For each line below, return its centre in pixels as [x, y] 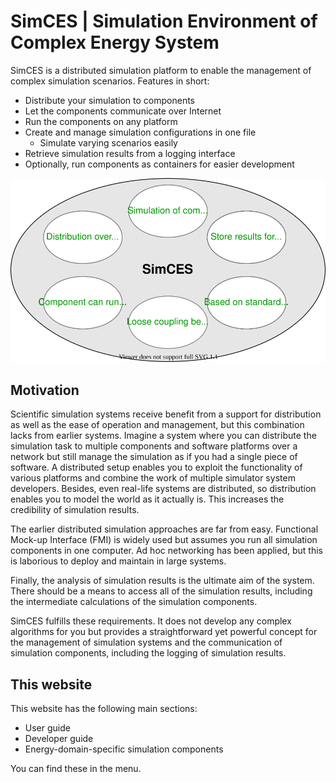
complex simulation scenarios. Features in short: [110, 81]
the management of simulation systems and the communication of [146, 642]
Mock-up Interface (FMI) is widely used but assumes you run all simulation [164, 540]
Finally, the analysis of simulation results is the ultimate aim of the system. [162, 581]
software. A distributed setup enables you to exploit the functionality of [156, 467]
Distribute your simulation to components [110, 100]
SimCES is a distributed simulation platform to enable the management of [161, 70]
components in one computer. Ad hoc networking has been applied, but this [166, 551]
